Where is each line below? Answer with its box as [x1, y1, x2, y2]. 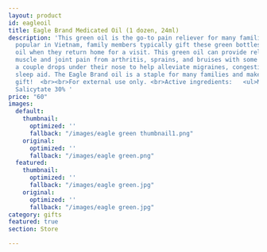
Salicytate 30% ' [15, 85, 73, 94]
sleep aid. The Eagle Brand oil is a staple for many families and [15, 71, 244, 78]
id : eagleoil [8, 19, 52, 27]
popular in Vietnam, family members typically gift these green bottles [15, 41, 261, 49]
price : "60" [8, 93, 48, 101]
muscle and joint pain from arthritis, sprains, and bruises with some [15, 56, 258, 64]
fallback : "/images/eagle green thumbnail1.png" [29, 129, 194, 137]
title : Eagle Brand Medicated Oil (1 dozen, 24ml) [8, 26, 180, 34]
